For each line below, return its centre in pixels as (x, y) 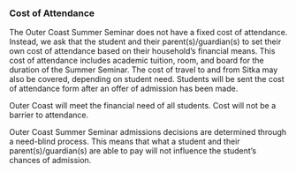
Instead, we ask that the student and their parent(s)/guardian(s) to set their (145, 41)
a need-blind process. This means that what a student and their (125, 142)
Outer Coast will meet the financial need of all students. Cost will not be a (143, 106)
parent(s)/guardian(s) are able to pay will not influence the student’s (133, 151)
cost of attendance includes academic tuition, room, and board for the (137, 61)
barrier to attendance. (49, 115)
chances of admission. (50, 161)
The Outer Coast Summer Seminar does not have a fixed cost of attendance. (148, 33)
